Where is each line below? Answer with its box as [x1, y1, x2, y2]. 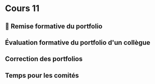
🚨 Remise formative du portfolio [5, 22, 103, 30]
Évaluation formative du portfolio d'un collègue [5, 38, 151, 46]
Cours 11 [5, 3, 40, 14]
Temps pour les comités [5, 71, 79, 80]
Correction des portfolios [5, 55, 83, 63]
